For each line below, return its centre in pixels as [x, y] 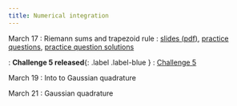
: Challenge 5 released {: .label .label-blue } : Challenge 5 [102, 62]
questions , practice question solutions [71, 47]
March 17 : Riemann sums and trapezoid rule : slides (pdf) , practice [119, 38]
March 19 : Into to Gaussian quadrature [72, 77]
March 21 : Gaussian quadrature [61, 93]
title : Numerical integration [59, 16]
